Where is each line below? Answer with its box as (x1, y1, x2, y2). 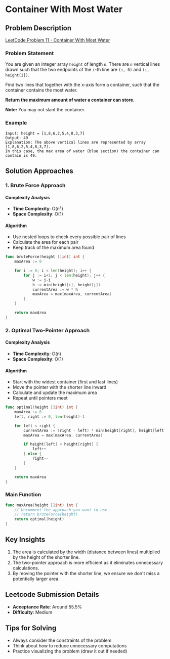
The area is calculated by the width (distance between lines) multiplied (12, 549, 160, 555)
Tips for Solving (5, 624, 57, 633)
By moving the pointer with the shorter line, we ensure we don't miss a (12, 570, 160, 576)
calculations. (12, 565, 39, 571)
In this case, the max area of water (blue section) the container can (5, 148, 159, 154)
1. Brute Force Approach (5, 182, 66, 189)
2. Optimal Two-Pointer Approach (5, 327, 90, 334)
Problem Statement (5, 50, 54, 57)
